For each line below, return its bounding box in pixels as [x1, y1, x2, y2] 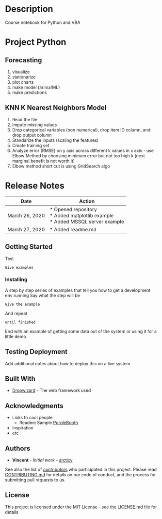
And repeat [5, 310, 28, 316]
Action [79, 198, 95, 204]
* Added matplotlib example [49, 212, 114, 219]
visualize [12, 69, 30, 74]
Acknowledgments [5, 402, 64, 410]
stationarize [12, 74, 36, 80]
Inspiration [12, 425, 33, 431]
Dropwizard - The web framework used [12, 388, 91, 393]
